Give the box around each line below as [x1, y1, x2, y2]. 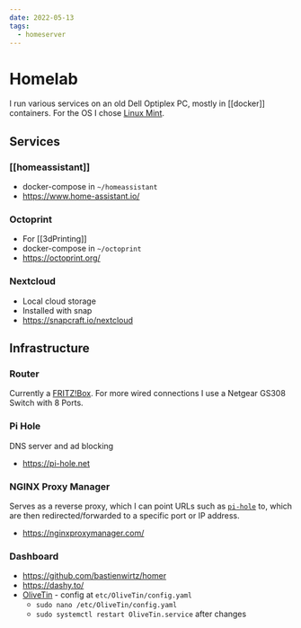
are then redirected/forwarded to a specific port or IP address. [9, 509, 240, 521]
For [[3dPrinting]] [22, 234, 87, 244]
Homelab [9, 68, 78, 89]
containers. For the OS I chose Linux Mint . [9, 108, 164, 119]
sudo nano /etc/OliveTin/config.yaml [35, 601, 178, 610]
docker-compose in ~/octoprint [22, 243, 142, 254]
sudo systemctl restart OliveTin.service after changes [35, 608, 247, 620]
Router [9, 367, 40, 380]
